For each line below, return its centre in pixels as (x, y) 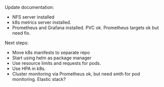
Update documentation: (29, 7)
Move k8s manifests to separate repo (51, 53)
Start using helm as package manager (52, 58)
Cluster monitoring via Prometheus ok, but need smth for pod (76, 74)
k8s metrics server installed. (42, 22)
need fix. (21, 33)
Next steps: (17, 43)
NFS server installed (33, 17)
